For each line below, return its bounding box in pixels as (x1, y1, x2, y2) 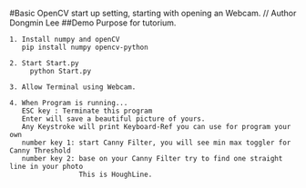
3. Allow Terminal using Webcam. (9, 83, 137, 92)
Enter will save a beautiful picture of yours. (21, 114, 206, 124)
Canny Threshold (9, 146, 71, 155)
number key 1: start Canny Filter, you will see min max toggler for (21, 138, 291, 147)
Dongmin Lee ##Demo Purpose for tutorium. (9, 17, 177, 28)
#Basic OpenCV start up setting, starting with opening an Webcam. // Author (9, 8, 297, 18)
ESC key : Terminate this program (21, 106, 153, 115)
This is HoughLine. (78, 170, 153, 179)
